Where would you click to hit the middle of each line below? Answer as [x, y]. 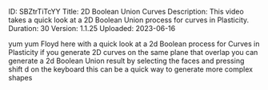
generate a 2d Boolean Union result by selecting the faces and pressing [126, 61]
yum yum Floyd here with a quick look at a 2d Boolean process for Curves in [134, 44]
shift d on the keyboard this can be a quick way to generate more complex [131, 69]
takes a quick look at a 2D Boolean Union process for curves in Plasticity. [129, 20]
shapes [20, 78]
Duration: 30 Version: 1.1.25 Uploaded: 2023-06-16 [92, 28]
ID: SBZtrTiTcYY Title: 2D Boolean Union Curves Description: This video [126, 12]
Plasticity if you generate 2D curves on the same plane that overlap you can [133, 52]
